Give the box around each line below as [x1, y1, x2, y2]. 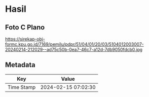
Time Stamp [7, 84, 36, 91]
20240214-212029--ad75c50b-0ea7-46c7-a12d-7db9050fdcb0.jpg [5, 47, 143, 52]
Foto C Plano [5, 23, 45, 32]
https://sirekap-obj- [5, 36, 45, 42]
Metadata [5, 61, 36, 69]
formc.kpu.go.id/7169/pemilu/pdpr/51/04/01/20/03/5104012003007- [5, 41, 144, 47]
